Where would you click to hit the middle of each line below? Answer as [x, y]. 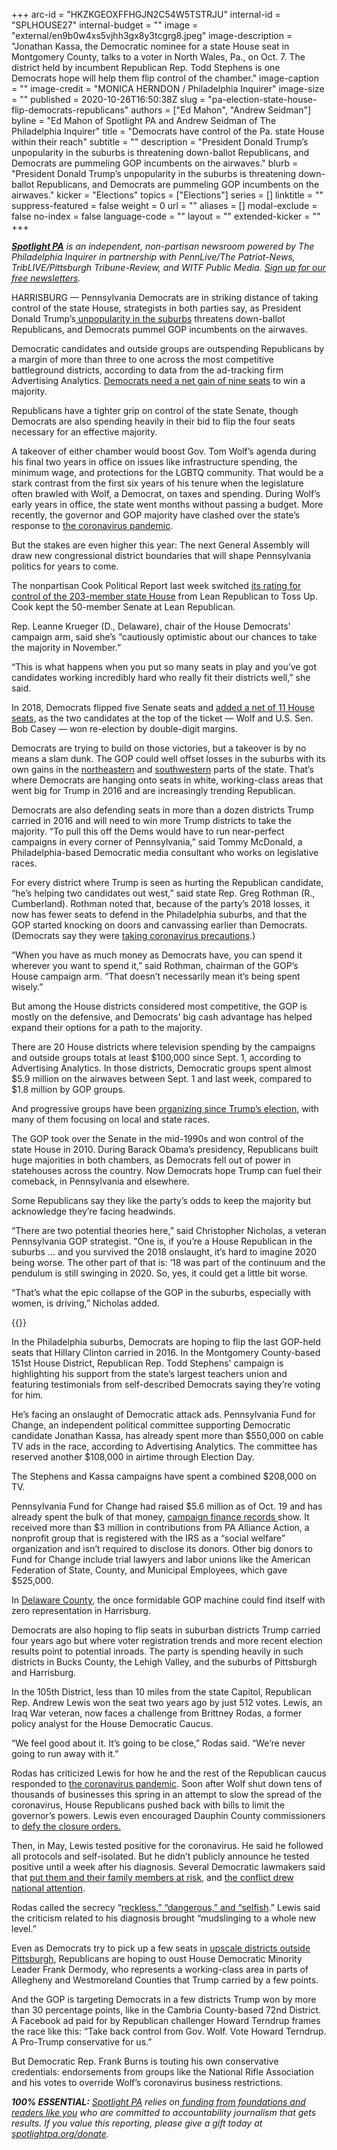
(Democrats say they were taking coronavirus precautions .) [133, 935]
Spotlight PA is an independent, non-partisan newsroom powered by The [163, 246]
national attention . [48, 1888]
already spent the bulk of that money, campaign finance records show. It [160, 1517]
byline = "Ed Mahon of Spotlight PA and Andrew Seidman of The [144, 120]
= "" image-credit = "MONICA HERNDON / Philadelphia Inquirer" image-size [168, 88]
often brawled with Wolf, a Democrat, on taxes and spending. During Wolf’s [166, 493]
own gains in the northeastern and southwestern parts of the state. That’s [162, 769]
